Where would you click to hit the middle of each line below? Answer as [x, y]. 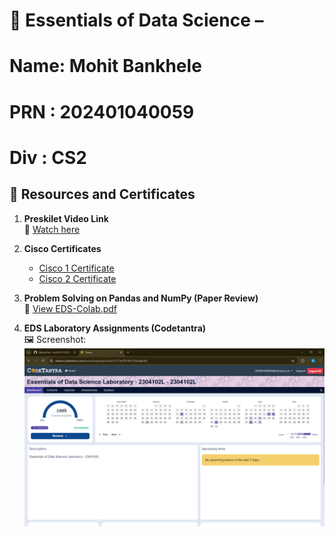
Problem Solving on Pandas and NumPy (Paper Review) [141, 298]
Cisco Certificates [62, 248]
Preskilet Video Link [66, 218]
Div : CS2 [48, 157]
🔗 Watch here [52, 229]
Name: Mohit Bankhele [105, 66]
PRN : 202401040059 [102, 111]
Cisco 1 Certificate [76, 268]
